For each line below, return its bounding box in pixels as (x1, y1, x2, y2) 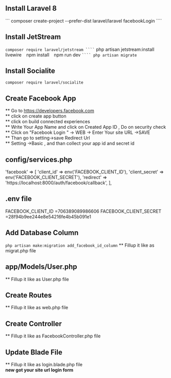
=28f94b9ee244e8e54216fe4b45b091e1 (5, 213, 91, 220)
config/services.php (5, 155, 73, 164)
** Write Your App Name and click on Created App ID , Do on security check (5, 124, 166, 130)
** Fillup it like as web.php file (5, 305, 68, 311)
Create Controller (5, 319, 62, 328)
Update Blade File (5, 348, 62, 356)
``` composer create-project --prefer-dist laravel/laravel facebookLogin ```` (5, 17, 162, 24)
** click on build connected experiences (5, 118, 91, 125)
